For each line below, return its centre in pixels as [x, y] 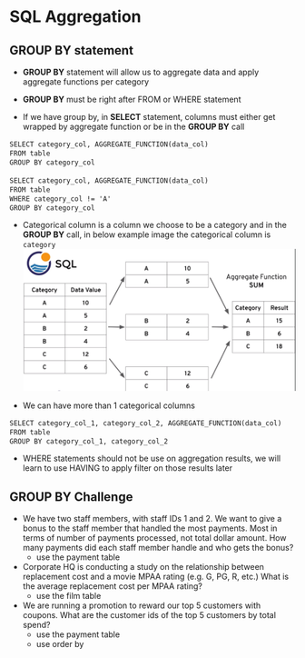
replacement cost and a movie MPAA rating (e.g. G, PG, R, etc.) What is [155, 577]
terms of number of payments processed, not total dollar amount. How [154, 538]
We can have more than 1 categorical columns [108, 405]
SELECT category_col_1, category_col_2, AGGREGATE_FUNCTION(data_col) [146, 424]
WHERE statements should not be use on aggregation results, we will [152, 459]
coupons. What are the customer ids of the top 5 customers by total [149, 615]
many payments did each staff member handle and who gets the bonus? [158, 548]
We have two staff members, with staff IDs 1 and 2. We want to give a [152, 519]
